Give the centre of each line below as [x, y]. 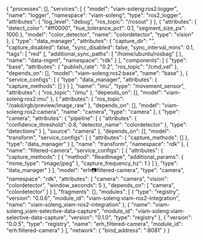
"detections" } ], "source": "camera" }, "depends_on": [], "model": [88, 131]
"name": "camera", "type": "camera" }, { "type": [120, 112]
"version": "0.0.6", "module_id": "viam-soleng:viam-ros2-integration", [93, 198]
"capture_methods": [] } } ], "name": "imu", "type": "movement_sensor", [96, 86]
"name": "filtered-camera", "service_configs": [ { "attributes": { [85, 150]
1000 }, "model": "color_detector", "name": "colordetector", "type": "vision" [100, 35]
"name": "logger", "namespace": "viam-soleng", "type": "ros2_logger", [94, 15]
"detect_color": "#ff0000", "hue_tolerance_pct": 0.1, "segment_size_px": [96, 28]
